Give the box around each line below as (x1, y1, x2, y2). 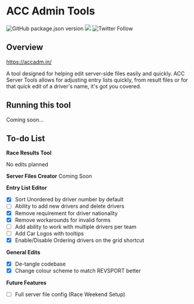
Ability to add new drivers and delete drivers (14, 202, 125, 210)
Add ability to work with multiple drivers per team (14, 223, 137, 230)
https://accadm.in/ (6, 58, 52, 65)
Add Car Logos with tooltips (14, 230, 84, 237)
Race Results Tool (6, 149, 52, 157)
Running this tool (6, 100, 71, 111)
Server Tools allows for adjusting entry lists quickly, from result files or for (6, 76, 189, 84)
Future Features (6, 279, 47, 286)
